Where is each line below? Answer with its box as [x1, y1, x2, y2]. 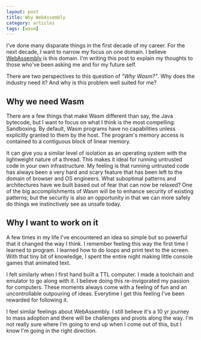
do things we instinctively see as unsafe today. [6, 200, 122, 207]
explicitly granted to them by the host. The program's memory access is [6, 131, 184, 139]
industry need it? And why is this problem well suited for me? [6, 79, 157, 86]
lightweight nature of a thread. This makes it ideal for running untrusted [6, 156, 182, 163]
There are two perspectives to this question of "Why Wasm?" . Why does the [6, 73, 195, 80]
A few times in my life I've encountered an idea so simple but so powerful [6, 233, 188, 240]
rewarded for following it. [6, 296, 68, 303]
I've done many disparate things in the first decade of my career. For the [6, 42, 185, 49]
